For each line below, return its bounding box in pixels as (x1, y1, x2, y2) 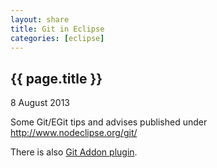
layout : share (10, 14, 70, 25)
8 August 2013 (10, 97, 71, 109)
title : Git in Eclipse (10, 24, 105, 34)
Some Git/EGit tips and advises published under (10, 116, 208, 128)
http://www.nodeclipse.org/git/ (10, 127, 138, 139)
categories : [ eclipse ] (10, 33, 105, 43)
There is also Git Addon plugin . (10, 146, 138, 158)
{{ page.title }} (10, 70, 103, 87)
